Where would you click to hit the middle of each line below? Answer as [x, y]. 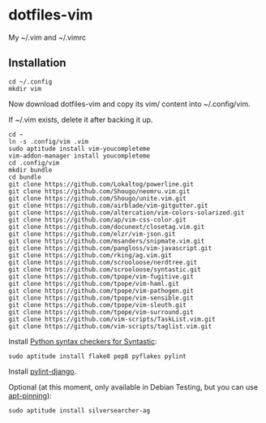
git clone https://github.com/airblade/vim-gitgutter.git [108, 205]
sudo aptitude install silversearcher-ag [79, 410]
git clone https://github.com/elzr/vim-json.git [92, 234]
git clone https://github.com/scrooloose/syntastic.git [105, 270]
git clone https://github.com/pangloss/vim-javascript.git [110, 248]
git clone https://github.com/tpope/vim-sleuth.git [97, 305]
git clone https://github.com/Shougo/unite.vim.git [97, 198]
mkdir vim [25, 88]
